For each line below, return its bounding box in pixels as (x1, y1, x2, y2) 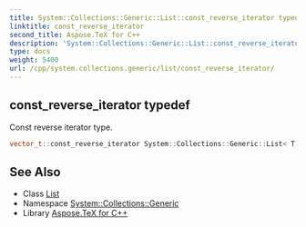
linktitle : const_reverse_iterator (9, 22, 145, 31)
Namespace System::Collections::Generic (22, 198, 179, 209)
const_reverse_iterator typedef (9, 97, 191, 113)
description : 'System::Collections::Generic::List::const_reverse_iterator (9, 38, 303, 48)
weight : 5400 (9, 55, 59, 64)
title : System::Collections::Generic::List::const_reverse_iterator (9, 13, 275, 23)
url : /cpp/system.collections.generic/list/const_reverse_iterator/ (9, 64, 275, 74)
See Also (9, 164, 61, 180)
